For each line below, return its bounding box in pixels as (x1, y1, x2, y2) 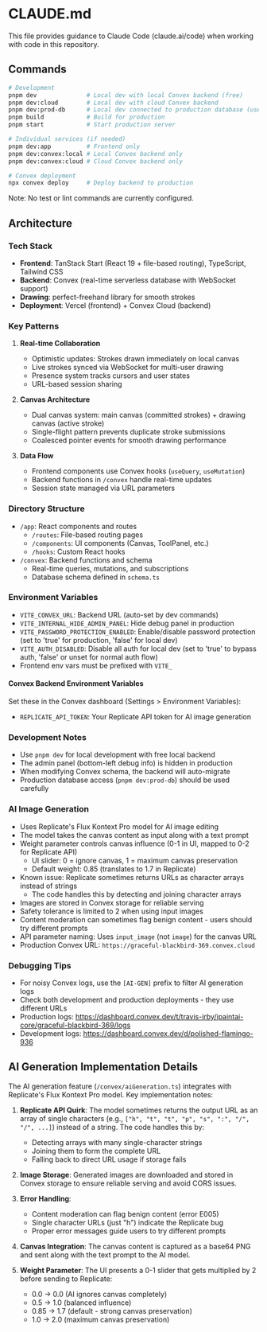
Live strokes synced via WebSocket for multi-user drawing (31, 363, 224, 372)
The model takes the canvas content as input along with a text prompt (19, 830, 249, 839)
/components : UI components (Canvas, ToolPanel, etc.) (31, 538, 209, 547)
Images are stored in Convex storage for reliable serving (19, 898, 204, 907)
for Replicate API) (19, 847, 78, 856)
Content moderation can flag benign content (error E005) (31, 1209, 220, 1218)
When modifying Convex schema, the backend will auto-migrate (19, 767, 230, 777)
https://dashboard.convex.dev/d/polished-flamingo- (83, 1028, 254, 1038)
